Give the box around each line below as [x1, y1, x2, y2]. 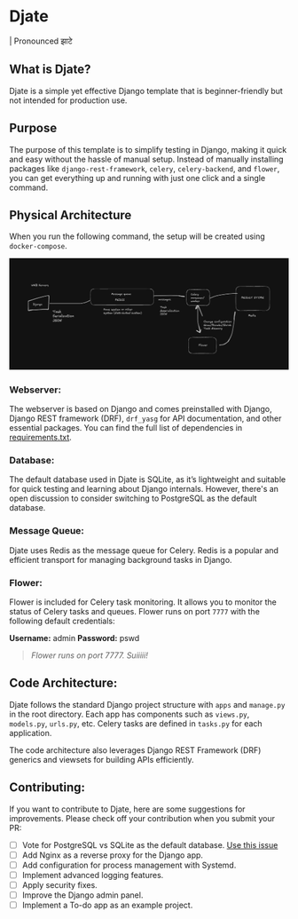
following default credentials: [9, 615, 115, 626]
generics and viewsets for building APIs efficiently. [9, 754, 194, 765]
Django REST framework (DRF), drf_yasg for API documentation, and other [9, 413, 282, 424]
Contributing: [9, 780, 86, 796]
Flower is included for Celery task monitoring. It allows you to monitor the [9, 597, 277, 607]
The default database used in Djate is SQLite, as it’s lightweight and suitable [9, 474, 286, 485]
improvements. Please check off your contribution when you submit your [9, 812, 276, 823]
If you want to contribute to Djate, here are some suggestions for [9, 804, 246, 814]
